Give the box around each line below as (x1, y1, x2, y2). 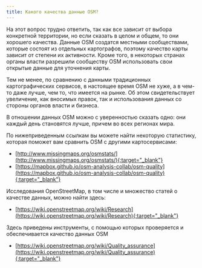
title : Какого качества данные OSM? (6, 8, 99, 15)
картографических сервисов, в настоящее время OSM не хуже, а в (6, 82, 181, 90)
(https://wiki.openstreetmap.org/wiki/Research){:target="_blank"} (15, 212, 179, 219)
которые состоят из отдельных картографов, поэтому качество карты (6, 45, 188, 52)
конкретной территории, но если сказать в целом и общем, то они (6, 32, 179, 39)
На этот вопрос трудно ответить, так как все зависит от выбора (6, 25, 172, 33)
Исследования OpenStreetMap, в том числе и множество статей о (6, 187, 178, 195)
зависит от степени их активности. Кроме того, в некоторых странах (6, 51, 185, 58)
